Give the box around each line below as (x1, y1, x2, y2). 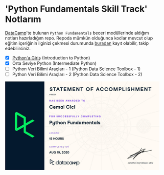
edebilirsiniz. (5, 45, 31, 51)
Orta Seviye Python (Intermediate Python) (12, 60, 97, 66)
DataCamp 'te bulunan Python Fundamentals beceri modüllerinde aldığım (5, 30, 149, 36)
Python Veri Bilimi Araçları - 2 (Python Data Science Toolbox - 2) (12, 72, 142, 78)
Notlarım (5, 14, 42, 25)
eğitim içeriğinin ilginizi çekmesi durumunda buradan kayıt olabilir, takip (5, 40, 149, 46)
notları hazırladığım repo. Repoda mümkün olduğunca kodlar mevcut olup (5, 35, 153, 41)
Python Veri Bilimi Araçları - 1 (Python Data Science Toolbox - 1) (12, 66, 141, 72)
